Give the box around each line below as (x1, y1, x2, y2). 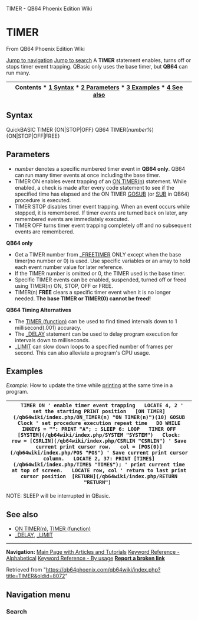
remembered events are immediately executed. (14, 215, 130, 222)
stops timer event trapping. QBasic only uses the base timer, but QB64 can (6, 63, 188, 70)
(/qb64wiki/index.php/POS (9, 449, 82, 456)
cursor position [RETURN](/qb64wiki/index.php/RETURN (20, 473, 178, 480)
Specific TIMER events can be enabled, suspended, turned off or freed (14, 276, 187, 283)
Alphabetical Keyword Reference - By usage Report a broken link (6, 555, 165, 562)
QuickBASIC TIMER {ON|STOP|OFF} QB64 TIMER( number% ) (6, 126, 154, 133)
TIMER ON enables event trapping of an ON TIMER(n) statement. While (14, 177, 187, 185)
